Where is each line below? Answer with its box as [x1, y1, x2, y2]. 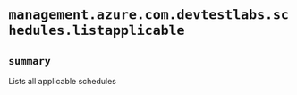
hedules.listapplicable [8, 22, 185, 39]
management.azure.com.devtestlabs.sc [8, 6, 290, 23]
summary [8, 54, 51, 67]
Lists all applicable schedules [8, 76, 117, 86]
